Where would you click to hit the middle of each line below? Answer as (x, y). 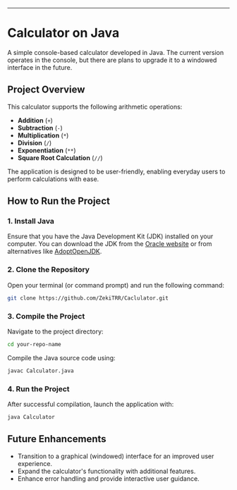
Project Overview (46, 90)
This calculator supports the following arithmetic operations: (95, 106)
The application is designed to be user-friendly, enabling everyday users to (116, 171)
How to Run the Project (59, 201)
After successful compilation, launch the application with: (91, 404)
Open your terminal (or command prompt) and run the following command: (116, 285)
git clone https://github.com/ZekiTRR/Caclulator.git (88, 298)
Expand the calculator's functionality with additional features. (107, 471)
